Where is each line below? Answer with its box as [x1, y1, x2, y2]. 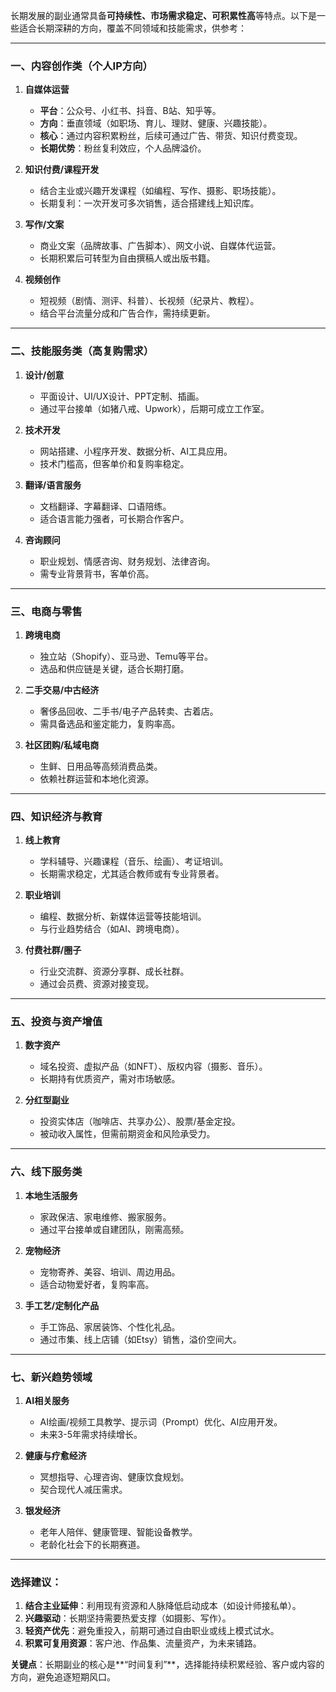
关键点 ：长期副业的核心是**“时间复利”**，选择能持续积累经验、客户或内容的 [10, 1659, 325, 1671]
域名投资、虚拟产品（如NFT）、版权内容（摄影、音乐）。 [39, 1060, 268, 1073]
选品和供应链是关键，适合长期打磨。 [39, 662, 190, 674]
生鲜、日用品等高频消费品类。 [39, 760, 163, 772]
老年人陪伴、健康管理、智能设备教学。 [39, 1526, 198, 1538]
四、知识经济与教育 [10, 809, 103, 823]
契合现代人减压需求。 [39, 1484, 128, 1496]
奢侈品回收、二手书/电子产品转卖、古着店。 [39, 705, 219, 717]
